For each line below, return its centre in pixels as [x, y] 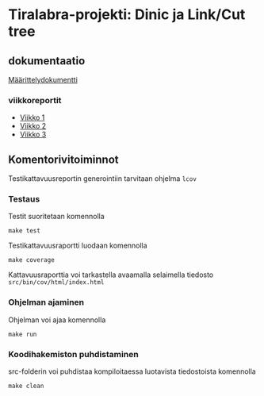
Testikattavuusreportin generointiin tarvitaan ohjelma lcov [102, 179]
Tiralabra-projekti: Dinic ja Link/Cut [127, 15]
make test [25, 231]
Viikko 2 [33, 126]
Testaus [24, 199]
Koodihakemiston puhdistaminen [73, 354]
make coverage [32, 260]
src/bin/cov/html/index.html [56, 283]
